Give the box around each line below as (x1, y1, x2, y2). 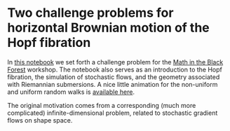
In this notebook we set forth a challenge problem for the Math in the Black (7, 57, 224, 66)
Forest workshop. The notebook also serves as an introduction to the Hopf (7, 65, 223, 74)
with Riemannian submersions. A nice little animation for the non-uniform (7, 80, 218, 88)
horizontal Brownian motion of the (7, 20, 210, 36)
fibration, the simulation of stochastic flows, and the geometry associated (7, 72, 220, 81)
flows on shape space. (7, 116, 73, 124)
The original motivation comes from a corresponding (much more (7, 101, 196, 109)
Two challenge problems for (7, 5, 174, 21)
